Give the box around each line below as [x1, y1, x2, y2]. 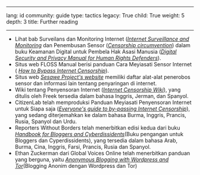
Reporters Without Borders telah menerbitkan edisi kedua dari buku [14, 124, 180, 131]
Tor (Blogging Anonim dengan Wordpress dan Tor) [14, 162, 137, 169]
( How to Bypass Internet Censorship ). [14, 67, 109, 74]
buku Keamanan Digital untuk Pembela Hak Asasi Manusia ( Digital [14, 48, 177, 55]
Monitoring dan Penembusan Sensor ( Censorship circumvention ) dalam [14, 42, 190, 48]
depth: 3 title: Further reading [6, 19, 79, 25]
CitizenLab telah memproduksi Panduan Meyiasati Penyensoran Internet [14, 99, 192, 106]
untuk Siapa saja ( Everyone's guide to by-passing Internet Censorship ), [14, 105, 190, 112]
